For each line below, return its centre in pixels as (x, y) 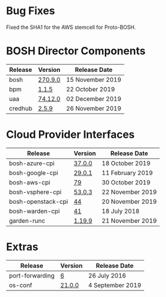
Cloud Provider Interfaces (71, 135)
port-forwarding (32, 275)
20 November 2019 (129, 202)
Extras (22, 247)
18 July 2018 (121, 211)
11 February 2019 (127, 173)
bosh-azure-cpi (32, 163)
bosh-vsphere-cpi (35, 192)
